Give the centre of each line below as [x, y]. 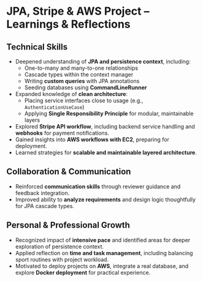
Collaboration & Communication [69, 172]
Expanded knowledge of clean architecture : [71, 94]
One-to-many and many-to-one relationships [81, 68]
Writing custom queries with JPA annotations [82, 81]
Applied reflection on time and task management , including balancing [104, 253]
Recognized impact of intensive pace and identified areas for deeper [103, 240]
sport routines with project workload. [62, 259]
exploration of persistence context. [59, 247]
